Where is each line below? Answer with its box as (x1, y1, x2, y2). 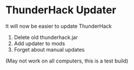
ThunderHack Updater (5, 3, 117, 17)
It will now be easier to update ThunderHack (5, 23, 112, 30)
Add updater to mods (13, 40, 65, 47)
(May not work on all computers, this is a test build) (5, 57, 129, 64)
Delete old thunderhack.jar (13, 34, 78, 40)
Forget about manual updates (13, 46, 85, 53)
